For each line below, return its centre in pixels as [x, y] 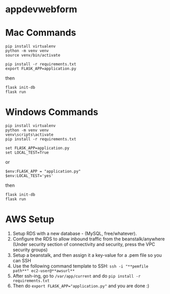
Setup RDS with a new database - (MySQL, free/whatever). [75, 234]
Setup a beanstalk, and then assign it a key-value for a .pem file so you [87, 255]
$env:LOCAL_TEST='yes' [29, 176]
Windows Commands [52, 112]
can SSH [22, 261]
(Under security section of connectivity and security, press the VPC [84, 244]
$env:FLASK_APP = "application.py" [43, 171]
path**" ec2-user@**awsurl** [44, 271]
